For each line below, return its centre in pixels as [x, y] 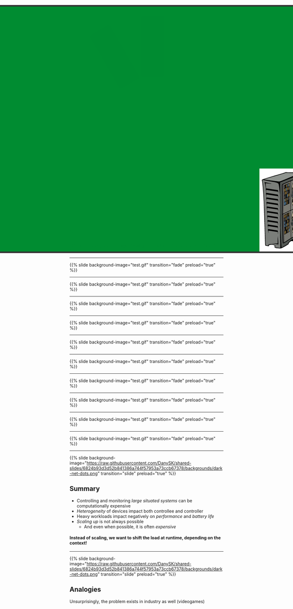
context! [78, 543]
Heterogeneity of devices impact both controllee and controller [140, 511]
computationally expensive [104, 506]
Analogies [85, 590]
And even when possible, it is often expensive [130, 527]
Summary [85, 489]
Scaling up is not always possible [110, 521]
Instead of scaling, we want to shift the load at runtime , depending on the [145, 538]
